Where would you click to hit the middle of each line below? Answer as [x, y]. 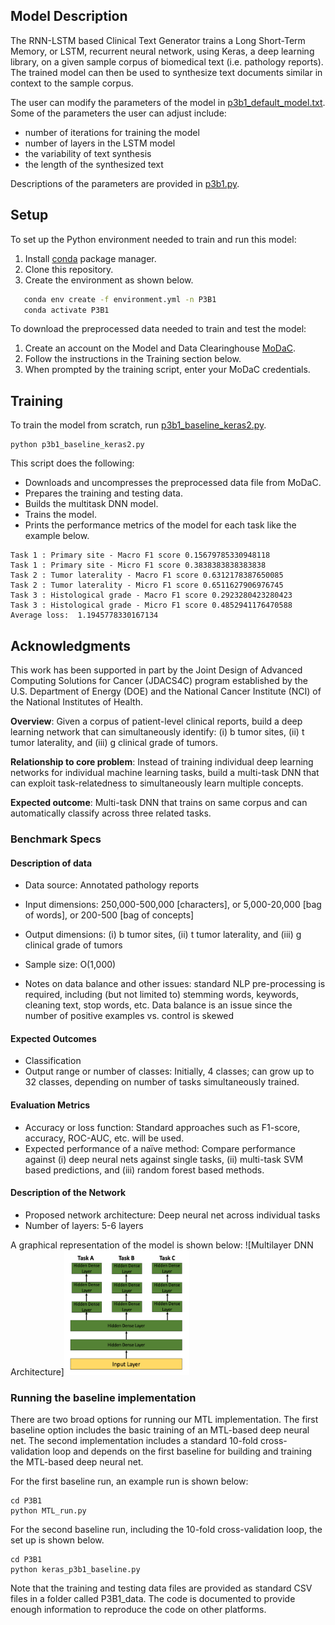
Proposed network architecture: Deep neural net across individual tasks [172, 1215]
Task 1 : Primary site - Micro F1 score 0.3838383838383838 [138, 565]
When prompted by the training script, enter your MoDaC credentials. [167, 370]
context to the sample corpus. [72, 83]
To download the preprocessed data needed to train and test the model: [158, 329]
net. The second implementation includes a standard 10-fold [134, 1441]
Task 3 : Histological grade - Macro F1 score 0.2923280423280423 [151, 595]
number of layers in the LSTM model [100, 143]
